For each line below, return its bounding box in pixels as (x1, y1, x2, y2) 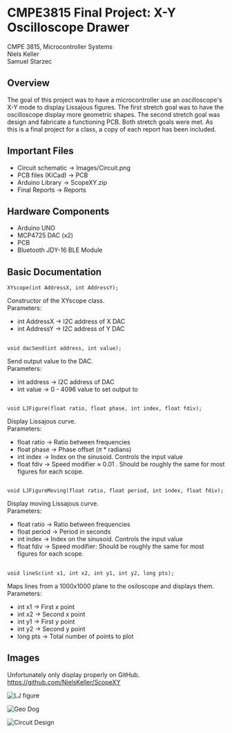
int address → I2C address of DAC (17, 377, 115, 386)
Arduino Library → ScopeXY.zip (17, 178, 107, 186)
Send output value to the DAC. (7, 356, 93, 365)
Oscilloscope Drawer (7, 19, 130, 35)
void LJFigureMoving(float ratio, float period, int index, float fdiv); (7, 487, 224, 494)
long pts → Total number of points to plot (17, 632, 134, 640)
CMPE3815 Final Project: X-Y (7, 5, 176, 21)
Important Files (7, 145, 74, 157)
